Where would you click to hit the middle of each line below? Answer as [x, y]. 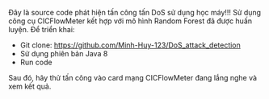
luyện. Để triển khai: [42, 29]
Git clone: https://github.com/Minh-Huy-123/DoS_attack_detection [130, 45]
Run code [36, 62]
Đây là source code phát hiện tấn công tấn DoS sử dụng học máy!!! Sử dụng [134, 12]
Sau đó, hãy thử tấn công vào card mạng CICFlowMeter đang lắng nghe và [132, 78]
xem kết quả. [30, 86]
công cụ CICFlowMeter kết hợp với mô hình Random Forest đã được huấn [130, 21]
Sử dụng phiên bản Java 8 [64, 54]
